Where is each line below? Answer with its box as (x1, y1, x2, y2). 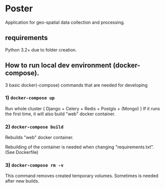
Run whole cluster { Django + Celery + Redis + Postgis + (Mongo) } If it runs (5, 105, 160, 111)
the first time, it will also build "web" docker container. (5, 111, 115, 117)
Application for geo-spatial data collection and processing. (5, 19, 125, 25)
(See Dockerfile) (5, 149, 39, 155)
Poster (5, 3, 33, 14)
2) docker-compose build (5, 123, 63, 130)
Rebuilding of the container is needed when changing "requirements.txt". (5, 144, 155, 150)
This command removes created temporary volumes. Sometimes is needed (5, 173, 159, 179)
